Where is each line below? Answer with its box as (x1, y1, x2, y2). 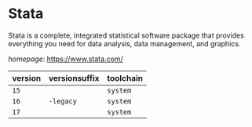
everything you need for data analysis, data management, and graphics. (8, 38, 241, 48)
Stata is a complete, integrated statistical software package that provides (8, 31, 245, 40)
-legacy (48, 96, 77, 106)
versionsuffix (48, 72, 100, 83)
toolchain (107, 72, 144, 83)
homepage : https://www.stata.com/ (8, 54, 123, 63)
